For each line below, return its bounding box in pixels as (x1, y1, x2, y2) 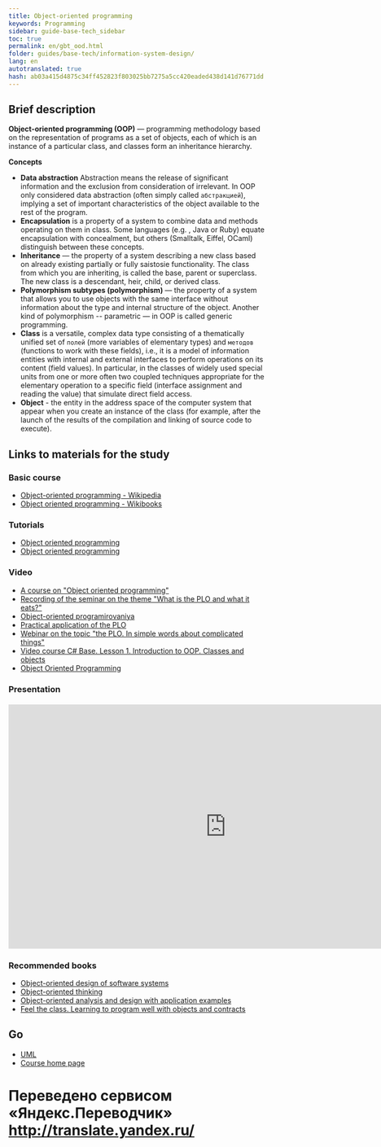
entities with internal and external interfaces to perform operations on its (20, 355, 264, 365)
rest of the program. (20, 208, 88, 217)
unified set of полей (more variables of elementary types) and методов (20, 337, 254, 347)
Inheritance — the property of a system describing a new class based (20, 251, 256, 260)
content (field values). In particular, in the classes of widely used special (20, 363, 263, 373)
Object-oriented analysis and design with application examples (20, 995, 232, 1005)
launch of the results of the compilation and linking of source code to (20, 415, 252, 425)
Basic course (8, 471, 61, 483)
